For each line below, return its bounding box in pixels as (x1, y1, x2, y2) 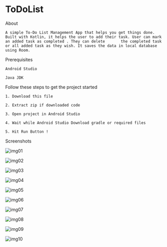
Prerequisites (5, 57, 33, 63)
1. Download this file (5, 93, 53, 99)
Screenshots (5, 138, 32, 144)
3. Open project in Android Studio (5, 111, 80, 117)
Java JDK (5, 75, 24, 80)
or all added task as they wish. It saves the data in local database (5, 43, 157, 48)
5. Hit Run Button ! (5, 129, 49, 134)
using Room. (5, 47, 30, 53)
